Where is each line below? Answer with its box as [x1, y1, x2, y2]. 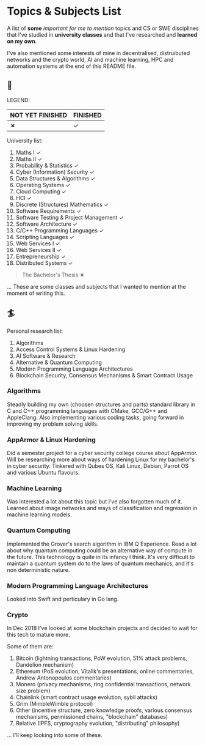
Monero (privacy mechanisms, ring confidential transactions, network [15, 681, 191, 688]
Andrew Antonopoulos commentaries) [15, 674, 112, 681]
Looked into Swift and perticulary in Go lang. [7, 595, 119, 603]
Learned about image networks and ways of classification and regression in [7, 505, 198, 512]
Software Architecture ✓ [15, 220, 78, 228]
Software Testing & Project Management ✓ [15, 213, 124, 221]
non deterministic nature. [7, 566, 70, 573]
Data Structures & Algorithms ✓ [15, 174, 96, 182]
